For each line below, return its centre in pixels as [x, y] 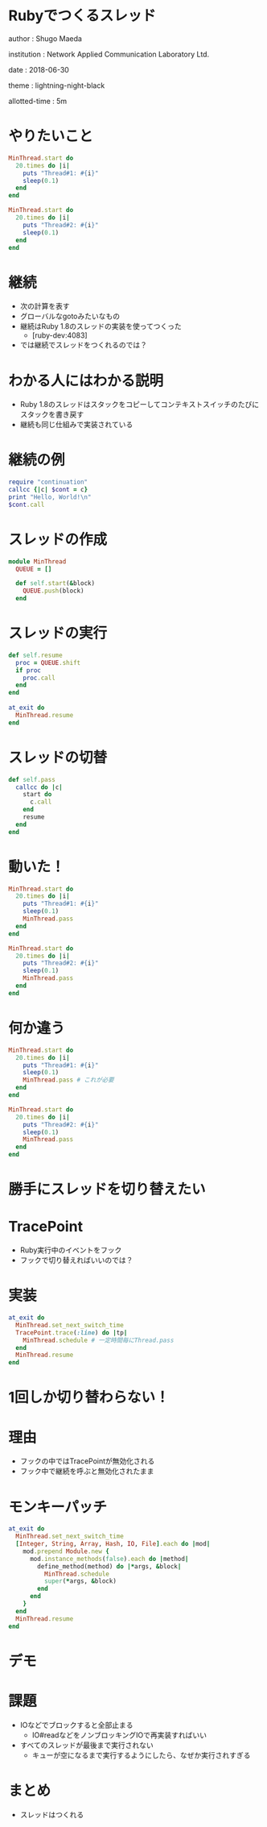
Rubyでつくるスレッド [82, 16]
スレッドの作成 [58, 539]
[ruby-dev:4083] [60, 335]
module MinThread [37, 561]
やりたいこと [51, 136]
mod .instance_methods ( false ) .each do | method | [109, 1559]
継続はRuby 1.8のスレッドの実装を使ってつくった [101, 326]
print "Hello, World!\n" [50, 497]
